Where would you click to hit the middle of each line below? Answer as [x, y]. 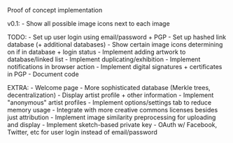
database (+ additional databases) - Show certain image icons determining [115, 44]
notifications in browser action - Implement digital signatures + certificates [115, 67]
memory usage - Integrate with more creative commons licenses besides [113, 110]
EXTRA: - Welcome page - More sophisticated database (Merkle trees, [109, 88]
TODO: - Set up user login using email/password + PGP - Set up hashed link [116, 37]
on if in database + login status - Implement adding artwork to [97, 52]
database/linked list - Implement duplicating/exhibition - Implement [104, 59]
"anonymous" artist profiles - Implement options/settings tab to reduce [110, 103]
